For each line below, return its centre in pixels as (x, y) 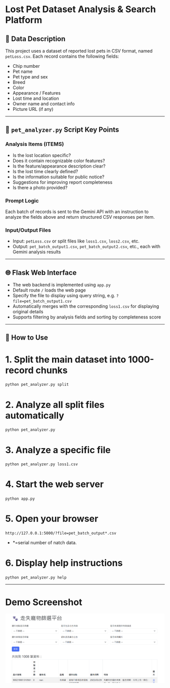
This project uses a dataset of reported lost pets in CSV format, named (79, 51)
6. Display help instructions (64, 563)
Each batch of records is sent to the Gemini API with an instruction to (77, 212)
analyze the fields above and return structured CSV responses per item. (80, 217)
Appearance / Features (36, 93)
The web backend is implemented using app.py (62, 285)
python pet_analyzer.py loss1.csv (42, 464)
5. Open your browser (52, 519)
